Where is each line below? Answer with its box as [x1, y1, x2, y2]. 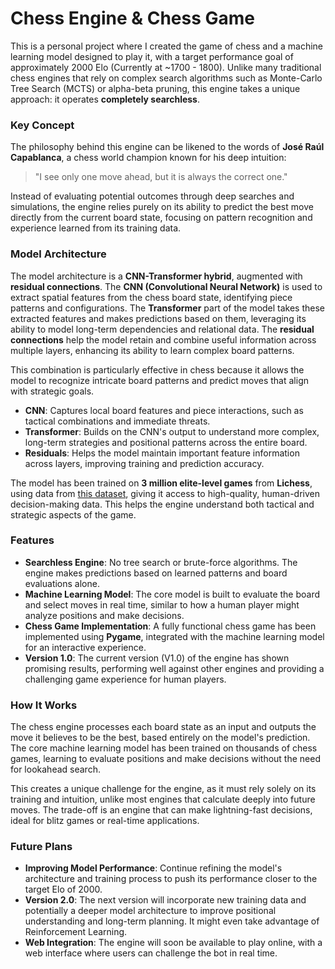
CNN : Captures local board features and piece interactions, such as [24, 404, 304, 416]
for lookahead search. [10, 763, 101, 776]
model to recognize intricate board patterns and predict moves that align [10, 374, 309, 386]
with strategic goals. [10, 385, 95, 397]
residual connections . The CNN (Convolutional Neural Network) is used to [10, 280, 323, 292]
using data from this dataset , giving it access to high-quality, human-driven [10, 487, 320, 499]
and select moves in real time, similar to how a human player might [24, 598, 300, 611]
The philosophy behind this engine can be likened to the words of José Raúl [10, 141, 325, 153]
